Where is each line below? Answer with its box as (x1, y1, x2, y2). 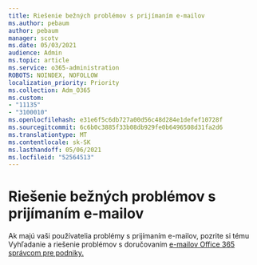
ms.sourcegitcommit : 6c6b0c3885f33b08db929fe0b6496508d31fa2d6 (8, 123, 223, 131)
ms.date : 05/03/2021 (8, 42, 77, 50)
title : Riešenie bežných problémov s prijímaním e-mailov (8, 11, 205, 20)
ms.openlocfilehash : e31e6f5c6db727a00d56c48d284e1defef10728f (8, 116, 223, 124)
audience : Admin (8, 49, 62, 57)
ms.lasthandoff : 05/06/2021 (8, 146, 102, 154)
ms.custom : (8, 94, 45, 102)
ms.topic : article (8, 57, 69, 65)
